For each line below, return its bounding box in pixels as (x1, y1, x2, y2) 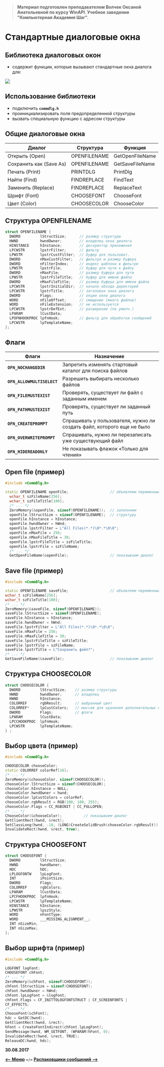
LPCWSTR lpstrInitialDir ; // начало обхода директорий (9, 284, 139, 289)
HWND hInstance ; (9, 696, 62, 702)
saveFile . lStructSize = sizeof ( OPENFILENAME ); (5, 611, 102, 616)
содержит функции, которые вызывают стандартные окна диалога (12, 64, 152, 70)
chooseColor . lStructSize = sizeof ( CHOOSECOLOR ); (5, 782, 106, 786)
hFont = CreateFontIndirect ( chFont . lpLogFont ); (5, 1025, 104, 1029)
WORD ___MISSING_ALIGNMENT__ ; (9, 917, 91, 922)
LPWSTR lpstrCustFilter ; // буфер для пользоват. (9, 252, 130, 257)
